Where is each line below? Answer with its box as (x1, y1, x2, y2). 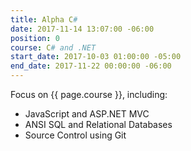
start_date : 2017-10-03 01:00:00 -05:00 (10, 52, 182, 62)
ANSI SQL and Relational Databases (24, 119, 173, 130)
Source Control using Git (24, 129, 127, 141)
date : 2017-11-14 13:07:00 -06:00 (10, 24, 155, 34)
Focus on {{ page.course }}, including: (10, 89, 168, 100)
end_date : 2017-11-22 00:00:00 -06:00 (10, 61, 172, 71)
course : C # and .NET (10, 42, 97, 53)
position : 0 (10, 33, 60, 43)
